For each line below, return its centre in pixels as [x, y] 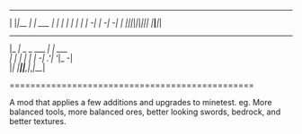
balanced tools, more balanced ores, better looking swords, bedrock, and [145, 112]
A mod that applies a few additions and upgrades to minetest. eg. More [141, 102]
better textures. [38, 121]
